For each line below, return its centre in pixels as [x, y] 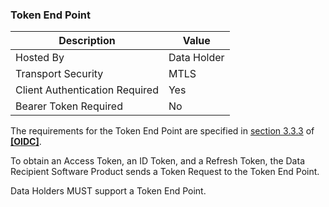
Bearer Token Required [69, 106]
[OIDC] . [26, 142]
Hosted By [40, 58]
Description [87, 41]
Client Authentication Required [87, 90]
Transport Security [59, 74]
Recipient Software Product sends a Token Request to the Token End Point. [165, 172]
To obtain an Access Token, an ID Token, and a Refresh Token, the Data [157, 161]
